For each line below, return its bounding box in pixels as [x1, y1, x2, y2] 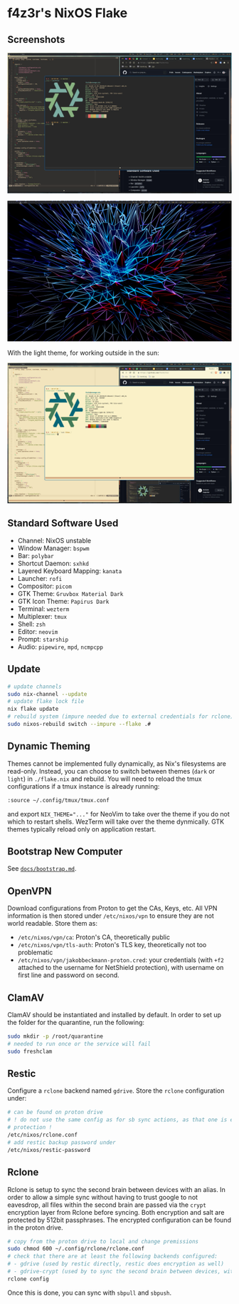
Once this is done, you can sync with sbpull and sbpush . [7, 1288, 172, 1297]
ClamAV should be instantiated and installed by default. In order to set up [7, 1011, 222, 1019]
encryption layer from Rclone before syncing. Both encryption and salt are [7, 1208, 225, 1216]
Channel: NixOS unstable [17, 536, 92, 545]
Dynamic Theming [7, 740, 91, 752]
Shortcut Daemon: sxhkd [17, 559, 90, 567]
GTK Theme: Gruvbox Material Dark [17, 589, 124, 597]
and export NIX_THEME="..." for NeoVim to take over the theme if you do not [7, 809, 230, 818]
